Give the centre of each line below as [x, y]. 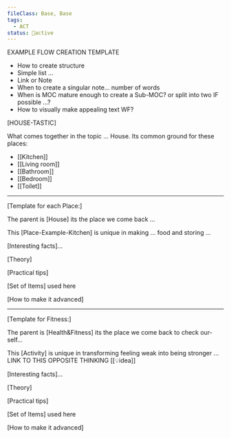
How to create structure [51, 65]
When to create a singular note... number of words [88, 87]
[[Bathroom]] [35, 171]
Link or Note [35, 81]
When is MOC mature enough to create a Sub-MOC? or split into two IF [118, 95]
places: [18, 144]
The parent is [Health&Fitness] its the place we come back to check [103, 333]
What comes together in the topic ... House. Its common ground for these [111, 136]
